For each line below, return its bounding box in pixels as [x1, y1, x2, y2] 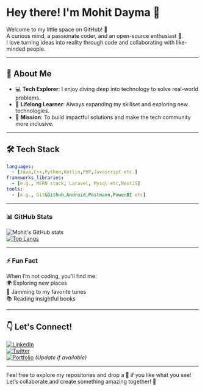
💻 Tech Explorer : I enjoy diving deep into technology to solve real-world [15, 85, 198, 92]
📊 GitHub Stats [6, 212, 53, 221]
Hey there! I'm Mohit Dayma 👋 [6, 5, 160, 20]
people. [26, 45, 46, 53]
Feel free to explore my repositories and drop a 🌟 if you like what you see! [6, 371, 192, 379]
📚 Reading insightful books [6, 295, 76, 302]
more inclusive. [15, 120, 54, 127]
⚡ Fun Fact [6, 257, 38, 265]
